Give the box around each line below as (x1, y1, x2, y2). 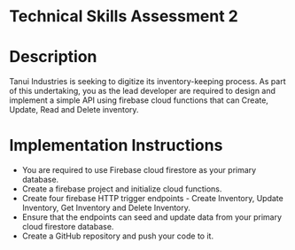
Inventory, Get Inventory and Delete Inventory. (21, 202, 190, 214)
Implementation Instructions (9, 136, 223, 156)
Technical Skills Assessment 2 (9, 6, 239, 27)
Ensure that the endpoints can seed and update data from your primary (21, 212, 282, 223)
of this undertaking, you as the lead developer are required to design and (9, 86, 276, 97)
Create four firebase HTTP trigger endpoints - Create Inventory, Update (21, 193, 283, 204)
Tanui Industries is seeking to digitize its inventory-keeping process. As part (9, 76, 286, 87)
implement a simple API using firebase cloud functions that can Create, (9, 95, 268, 105)
